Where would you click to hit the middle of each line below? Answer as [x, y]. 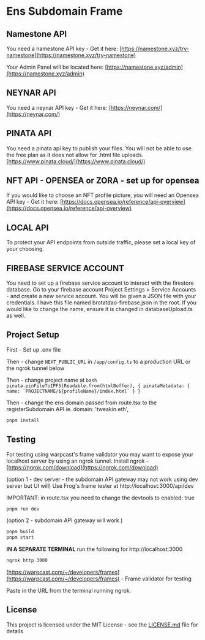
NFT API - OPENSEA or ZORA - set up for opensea [103, 181]
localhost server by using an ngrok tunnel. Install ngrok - [77, 461]
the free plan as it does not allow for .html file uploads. [75, 155]
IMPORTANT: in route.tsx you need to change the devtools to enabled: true [100, 498]
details [15, 631]
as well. [16, 316]
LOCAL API [28, 227]
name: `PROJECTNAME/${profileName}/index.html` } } [73, 391]
